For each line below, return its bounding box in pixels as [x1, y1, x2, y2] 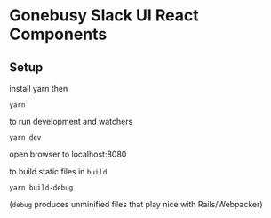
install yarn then [9, 84, 68, 93]
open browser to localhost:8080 [9, 149, 127, 159]
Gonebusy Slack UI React [9, 5, 200, 26]
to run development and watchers [9, 117, 133, 126]
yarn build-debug [9, 183, 74, 192]
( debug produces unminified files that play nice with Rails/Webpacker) [9, 199, 264, 209]
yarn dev [9, 133, 42, 142]
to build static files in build [9, 166, 108, 176]
